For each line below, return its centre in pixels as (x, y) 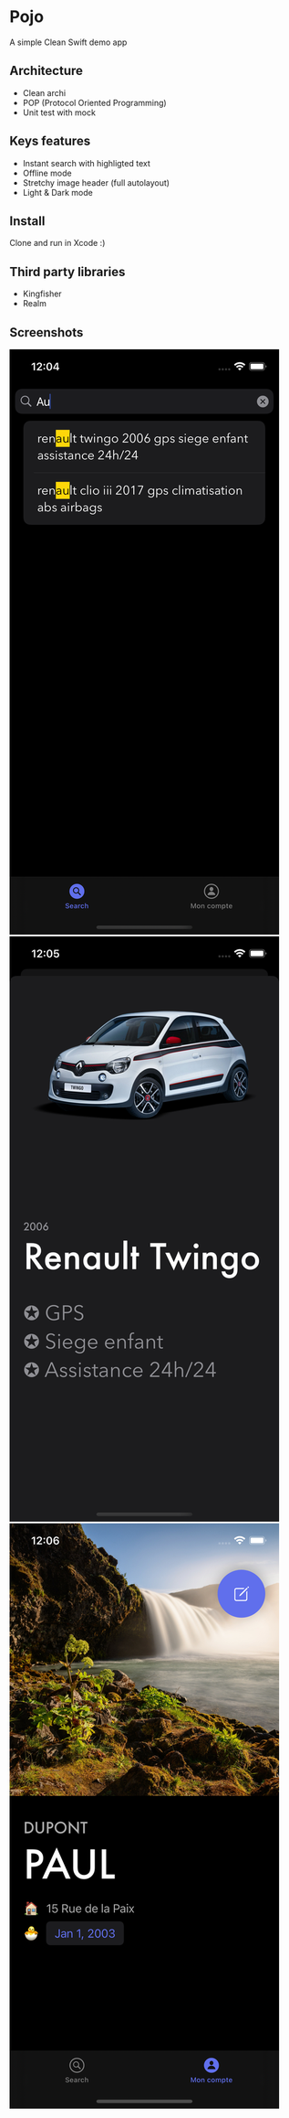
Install (27, 221)
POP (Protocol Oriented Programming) (94, 102)
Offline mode (47, 173)
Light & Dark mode (57, 192)
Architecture (46, 71)
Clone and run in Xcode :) (57, 243)
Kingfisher (42, 294)
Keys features (50, 141)
